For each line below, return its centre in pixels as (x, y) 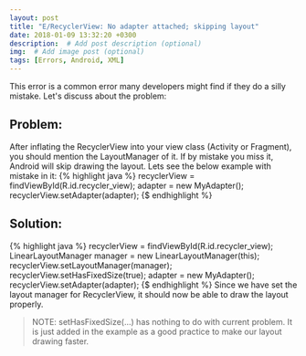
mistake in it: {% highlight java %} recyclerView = (102, 175)
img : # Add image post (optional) (77, 52)
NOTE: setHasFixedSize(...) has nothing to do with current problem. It (162, 321)
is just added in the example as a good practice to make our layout (157, 331)
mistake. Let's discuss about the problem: (88, 96)
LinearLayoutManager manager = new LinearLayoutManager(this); (135, 256)
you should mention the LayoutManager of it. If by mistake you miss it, (142, 156)
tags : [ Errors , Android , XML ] (67, 60)
